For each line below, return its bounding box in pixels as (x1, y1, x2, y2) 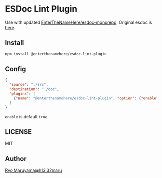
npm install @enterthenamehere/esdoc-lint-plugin (5, 51, 107, 56)
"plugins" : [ (9, 91, 36, 97)
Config (5, 65, 26, 73)
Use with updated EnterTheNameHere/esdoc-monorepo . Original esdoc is (5, 19, 152, 25)
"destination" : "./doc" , (9, 87, 59, 92)
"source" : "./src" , (9, 82, 49, 87)
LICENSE (5, 128, 32, 136)
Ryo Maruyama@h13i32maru (5, 167, 62, 173)
